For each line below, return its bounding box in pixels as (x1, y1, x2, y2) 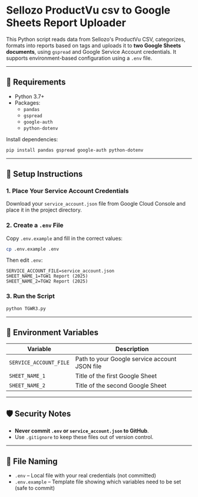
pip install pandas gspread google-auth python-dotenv (6, 147, 144, 153)
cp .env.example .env (6, 246, 60, 252)
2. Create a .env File (6, 221, 64, 229)
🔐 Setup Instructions (6, 169, 83, 179)
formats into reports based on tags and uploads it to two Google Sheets (6, 42, 181, 49)
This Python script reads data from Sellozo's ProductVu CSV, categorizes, (6, 35, 186, 43)
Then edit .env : (6, 256, 43, 264)
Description (115, 345, 149, 353)
